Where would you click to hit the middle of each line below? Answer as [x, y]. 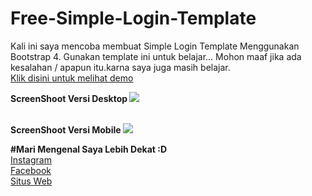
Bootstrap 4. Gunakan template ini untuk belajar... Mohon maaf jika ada [156, 56]
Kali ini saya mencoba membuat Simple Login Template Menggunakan [155, 46]
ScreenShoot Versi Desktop [69, 98]
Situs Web [31, 181]
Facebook [31, 170]
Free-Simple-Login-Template [133, 18]
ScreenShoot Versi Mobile [66, 129]
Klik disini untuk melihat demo [72, 78]
